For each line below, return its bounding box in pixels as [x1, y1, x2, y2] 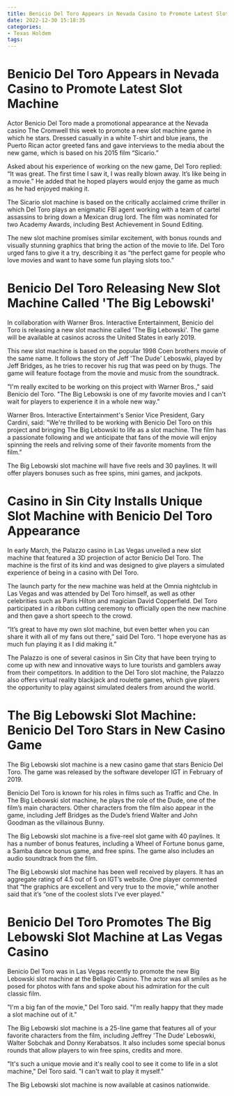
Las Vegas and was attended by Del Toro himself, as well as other [7, 589, 196, 598]
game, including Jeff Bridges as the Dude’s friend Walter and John [7, 810, 198, 819]
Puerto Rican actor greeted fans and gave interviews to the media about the [7, 141, 225, 150]
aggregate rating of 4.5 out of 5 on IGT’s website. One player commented [7, 875, 217, 883]
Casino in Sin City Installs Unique [7, 494, 203, 510]
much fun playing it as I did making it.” [7, 639, 117, 648]
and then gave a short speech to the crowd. [7, 612, 132, 620]
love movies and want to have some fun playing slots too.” [7, 256, 174, 265]
